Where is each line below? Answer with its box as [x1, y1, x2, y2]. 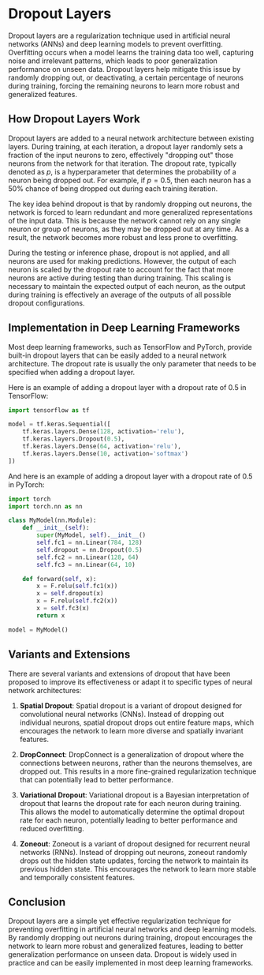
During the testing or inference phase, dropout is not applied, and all [8, 248, 230, 257]
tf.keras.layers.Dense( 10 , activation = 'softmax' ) [22, 449, 189, 458]
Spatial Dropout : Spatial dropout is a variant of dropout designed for [19, 700, 243, 711]
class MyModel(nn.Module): [8, 516, 97, 525]
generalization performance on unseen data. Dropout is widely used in [8, 950, 237, 959]
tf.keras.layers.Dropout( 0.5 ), [22, 435, 125, 443]
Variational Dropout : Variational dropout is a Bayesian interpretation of [19, 790, 250, 800]
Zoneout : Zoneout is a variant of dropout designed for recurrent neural [19, 838, 251, 849]
